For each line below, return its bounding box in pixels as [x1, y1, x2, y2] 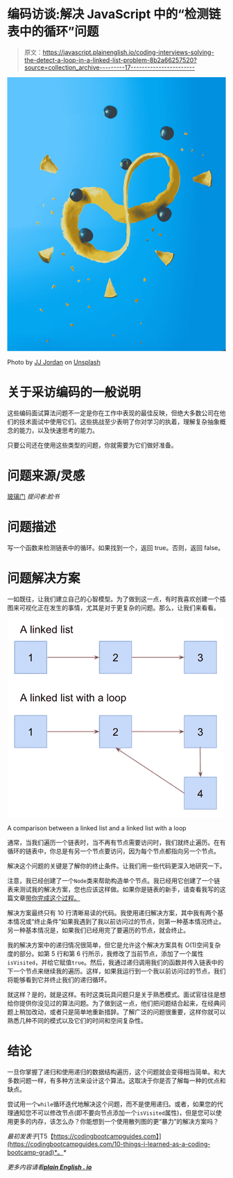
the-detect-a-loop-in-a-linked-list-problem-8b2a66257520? [24, 56, 198, 64]
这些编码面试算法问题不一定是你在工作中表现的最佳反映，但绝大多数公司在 [7, 409, 220, 417]
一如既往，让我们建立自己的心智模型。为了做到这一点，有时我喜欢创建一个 [7, 595, 220, 603]
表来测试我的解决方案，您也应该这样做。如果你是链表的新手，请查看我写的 [7, 885, 220, 894]
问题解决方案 [7, 571, 81, 586]
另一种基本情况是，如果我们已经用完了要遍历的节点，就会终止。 [7, 926, 189, 934]
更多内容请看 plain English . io [7, 1163, 92, 1171]
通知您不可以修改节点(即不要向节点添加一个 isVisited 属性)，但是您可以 [12, 1108, 216, 1117]
